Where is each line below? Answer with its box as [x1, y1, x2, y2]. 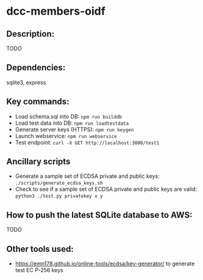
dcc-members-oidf [6, 4, 105, 18]
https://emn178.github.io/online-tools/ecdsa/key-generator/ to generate [15, 260, 195, 267]
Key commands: [6, 97, 69, 107]
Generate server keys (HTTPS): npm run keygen [15, 125, 134, 133]
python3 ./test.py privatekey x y [15, 193, 103, 199]
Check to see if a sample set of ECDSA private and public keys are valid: [15, 185, 198, 193]
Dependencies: [6, 62, 66, 73]
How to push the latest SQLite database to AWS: [6, 210, 193, 220]
